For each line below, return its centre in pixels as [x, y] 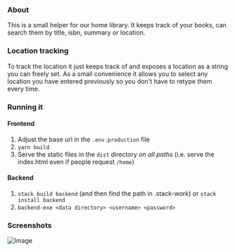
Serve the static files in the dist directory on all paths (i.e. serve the [116, 154]
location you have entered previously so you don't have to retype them [110, 81]
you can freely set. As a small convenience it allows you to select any [108, 74]
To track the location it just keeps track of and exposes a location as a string [118, 66]
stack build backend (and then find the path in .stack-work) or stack [117, 193]
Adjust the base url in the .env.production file [83, 139]
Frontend [21, 124]
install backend [41, 200]
